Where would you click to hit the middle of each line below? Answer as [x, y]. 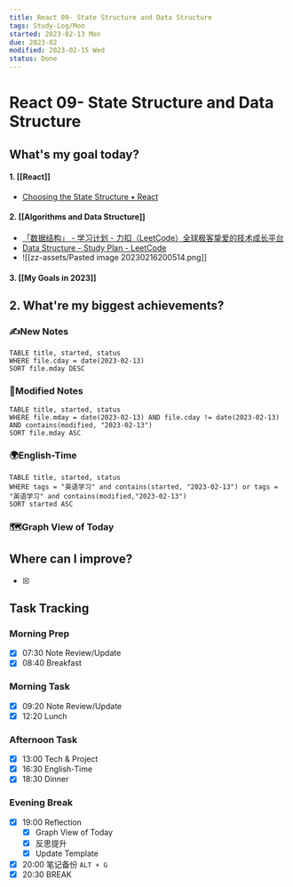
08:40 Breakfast [51, 663]
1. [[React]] [30, 177]
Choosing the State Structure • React [90, 196]
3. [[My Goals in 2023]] [53, 277]
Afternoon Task [44, 739]
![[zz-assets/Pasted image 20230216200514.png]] [114, 257]
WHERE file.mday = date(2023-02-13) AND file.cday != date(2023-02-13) [144, 417]
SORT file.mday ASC [45, 433]
